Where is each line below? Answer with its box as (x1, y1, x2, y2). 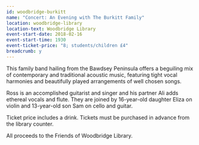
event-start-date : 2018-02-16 (6, 31, 83, 37)
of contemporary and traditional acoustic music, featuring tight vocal (6, 71, 177, 79)
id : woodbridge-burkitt (6, 8, 67, 15)
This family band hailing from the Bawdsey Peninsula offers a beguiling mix (6, 65, 194, 72)
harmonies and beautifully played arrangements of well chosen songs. (6, 77, 182, 85)
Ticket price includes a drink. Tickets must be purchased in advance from (6, 114, 190, 121)
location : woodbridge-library (6, 20, 83, 26)
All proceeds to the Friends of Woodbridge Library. (6, 132, 133, 139)
